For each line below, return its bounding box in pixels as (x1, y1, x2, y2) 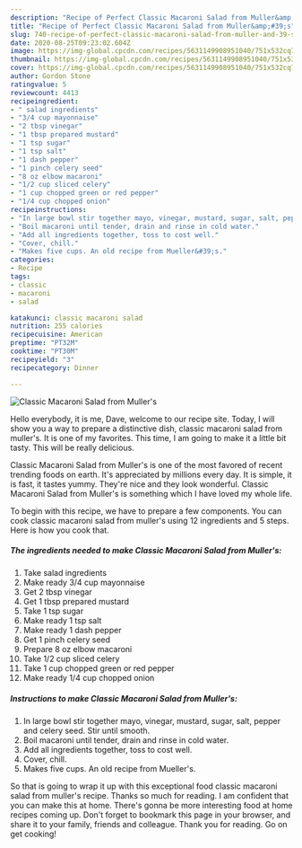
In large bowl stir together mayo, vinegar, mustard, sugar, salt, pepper (22, 716, 281, 727)
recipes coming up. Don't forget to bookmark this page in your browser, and (10, 809, 291, 820)
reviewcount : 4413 (10, 88, 79, 97)
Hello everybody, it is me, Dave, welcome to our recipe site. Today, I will (10, 413, 275, 424)
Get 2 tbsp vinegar (22, 587, 92, 597)
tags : (10, 272, 30, 281)
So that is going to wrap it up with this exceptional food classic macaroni (10, 781, 278, 791)
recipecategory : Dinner (10, 363, 99, 373)
